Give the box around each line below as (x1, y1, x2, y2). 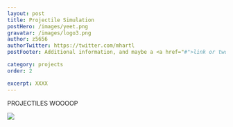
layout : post (7, 10, 45, 17)
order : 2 (7, 67, 33, 75)
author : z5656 (7, 36, 49, 43)
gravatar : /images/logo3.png (7, 29, 92, 37)
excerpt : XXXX (7, 80, 49, 87)
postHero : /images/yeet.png (7, 23, 89, 30)
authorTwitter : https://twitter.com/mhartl (7, 42, 135, 49)
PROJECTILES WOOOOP (7, 99, 78, 107)
